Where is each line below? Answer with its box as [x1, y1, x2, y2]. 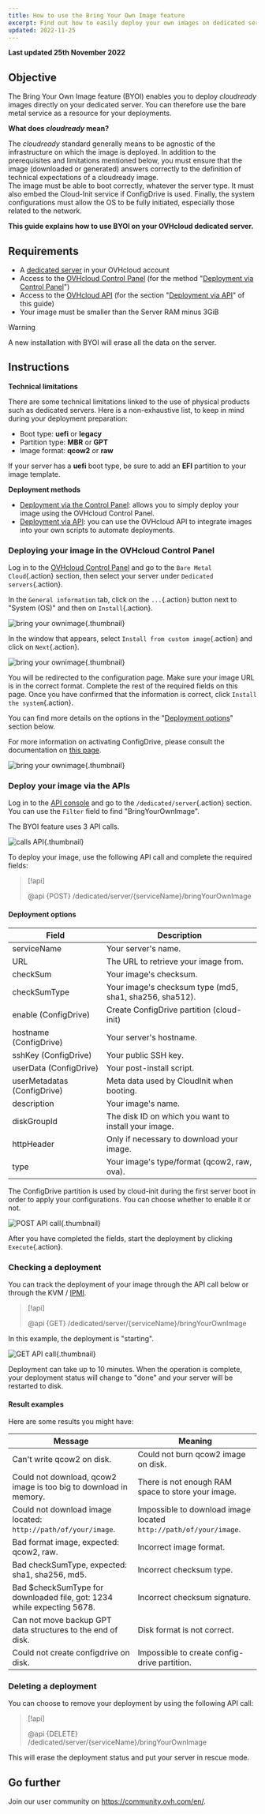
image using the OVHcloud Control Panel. [19, 508, 155, 518]
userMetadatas [12, 1075, 69, 1086]
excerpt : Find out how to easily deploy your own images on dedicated [8, 19, 245, 27]
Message [53, 1436, 89, 1447]
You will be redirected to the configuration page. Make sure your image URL [8, 673, 255, 683]
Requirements [8, 244, 79, 257]
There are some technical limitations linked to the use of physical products [8, 396, 250, 407]
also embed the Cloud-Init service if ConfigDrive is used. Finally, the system [8, 189, 255, 199]
